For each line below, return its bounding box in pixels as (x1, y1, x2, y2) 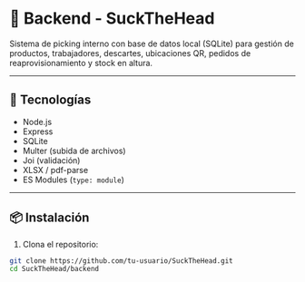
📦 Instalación (9, 210, 90, 226)
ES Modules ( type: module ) (22, 174, 125, 185)
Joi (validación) (22, 154, 81, 166)
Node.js (22, 116, 53, 127)
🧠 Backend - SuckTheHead (9, 8, 215, 29)
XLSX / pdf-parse (22, 164, 89, 175)
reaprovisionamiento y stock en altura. (9, 57, 152, 68)
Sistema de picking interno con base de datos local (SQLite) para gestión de (9, 38, 295, 49)
